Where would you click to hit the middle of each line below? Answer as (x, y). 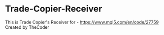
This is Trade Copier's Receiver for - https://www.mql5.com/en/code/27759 (82, 22)
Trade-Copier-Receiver (54, 9)
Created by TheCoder (27, 27)
